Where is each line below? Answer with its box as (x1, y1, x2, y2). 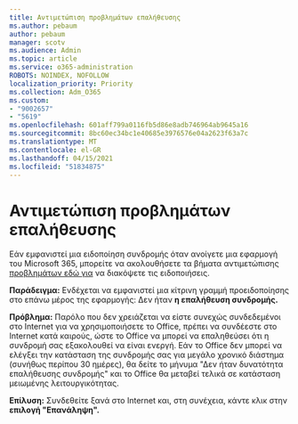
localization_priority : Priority (9, 79, 133, 88)
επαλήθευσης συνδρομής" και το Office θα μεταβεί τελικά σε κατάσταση (9, 369, 281, 379)
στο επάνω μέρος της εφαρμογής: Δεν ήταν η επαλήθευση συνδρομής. (9, 295, 278, 306)
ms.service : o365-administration (9, 63, 133, 72)
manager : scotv (9, 37, 66, 47)
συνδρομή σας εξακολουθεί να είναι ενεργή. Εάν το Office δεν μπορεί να (9, 340, 283, 351)
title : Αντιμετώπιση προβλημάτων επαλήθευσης (9, 12, 181, 22)
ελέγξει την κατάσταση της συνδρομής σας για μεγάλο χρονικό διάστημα (9, 349, 285, 361)
